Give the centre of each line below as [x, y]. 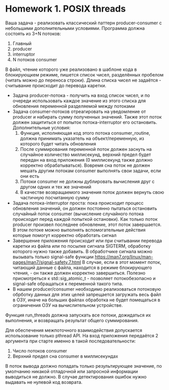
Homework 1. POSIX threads [66, 9]
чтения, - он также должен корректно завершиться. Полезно [79, 273]
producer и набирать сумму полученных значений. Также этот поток [87, 116]
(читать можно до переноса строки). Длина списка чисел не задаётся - [83, 80]
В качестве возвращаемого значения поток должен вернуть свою [92, 192]
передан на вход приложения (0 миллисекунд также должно [86, 160]
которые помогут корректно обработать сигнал [65, 235]
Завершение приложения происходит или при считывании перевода [87, 241]
